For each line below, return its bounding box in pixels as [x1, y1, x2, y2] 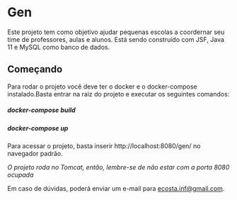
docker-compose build [7, 106, 76, 114]
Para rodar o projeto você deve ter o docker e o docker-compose [7, 82, 197, 91]
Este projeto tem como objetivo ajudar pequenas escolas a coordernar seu [7, 28, 225, 36]
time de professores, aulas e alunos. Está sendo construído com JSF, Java [7, 35, 225, 43]
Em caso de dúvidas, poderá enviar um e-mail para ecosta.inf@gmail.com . [7, 184, 225, 193]
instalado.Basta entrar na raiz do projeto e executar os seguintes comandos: [7, 89, 230, 98]
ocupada [7, 171, 34, 179]
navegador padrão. [7, 150, 64, 158]
